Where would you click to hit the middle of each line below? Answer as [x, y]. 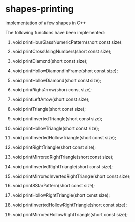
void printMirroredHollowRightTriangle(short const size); [70, 214]
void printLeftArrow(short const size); [51, 99]
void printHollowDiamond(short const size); [57, 80]
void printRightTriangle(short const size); [54, 147]
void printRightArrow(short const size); [52, 89]
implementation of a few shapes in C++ [46, 23]
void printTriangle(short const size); [49, 109]
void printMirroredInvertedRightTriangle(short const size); [71, 176]
